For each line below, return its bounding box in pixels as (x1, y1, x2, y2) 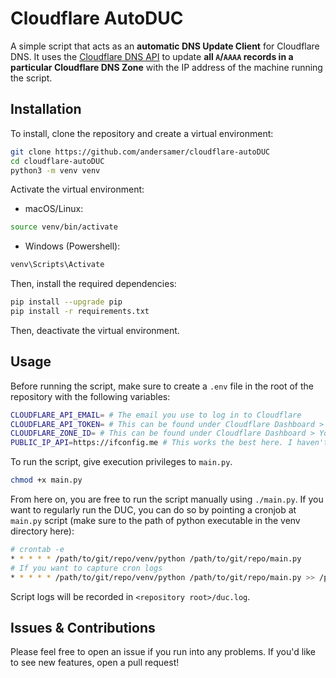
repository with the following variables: (10, 390, 171, 402)
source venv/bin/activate (10, 222, 118, 232)
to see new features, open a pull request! (10, 657, 180, 669)
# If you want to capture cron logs (10, 563, 163, 573)
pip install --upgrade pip (10, 297, 123, 307)
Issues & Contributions (10, 619, 156, 636)
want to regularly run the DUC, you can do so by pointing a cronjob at (10, 504, 297, 516)
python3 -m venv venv (10, 165, 101, 176)
